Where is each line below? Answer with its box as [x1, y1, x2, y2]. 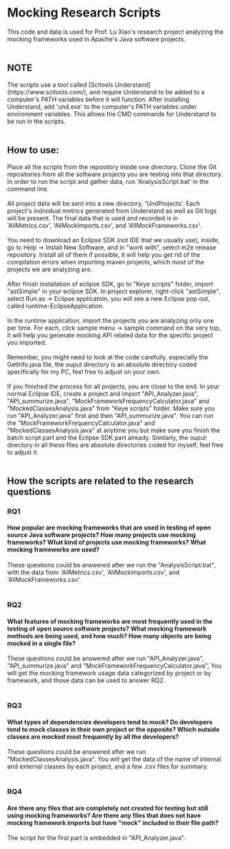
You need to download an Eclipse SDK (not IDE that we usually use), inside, [7, 235, 220, 244]
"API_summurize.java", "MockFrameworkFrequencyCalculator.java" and [7, 397, 209, 405]
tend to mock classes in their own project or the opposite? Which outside [7, 725, 220, 733]
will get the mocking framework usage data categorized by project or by [7, 669, 211, 678]
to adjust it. [7, 448, 39, 456]
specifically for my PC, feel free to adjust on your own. [7, 367, 161, 376]
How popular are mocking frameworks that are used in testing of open [7, 523, 211, 532]
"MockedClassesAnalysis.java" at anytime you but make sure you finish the [7, 426, 220, 434]
